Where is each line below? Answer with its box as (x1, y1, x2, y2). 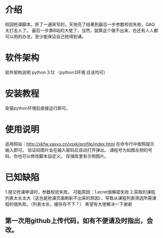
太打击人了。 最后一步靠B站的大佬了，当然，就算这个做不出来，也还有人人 (5, 27, 154, 33)
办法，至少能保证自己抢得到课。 (21, 34, 86, 39)
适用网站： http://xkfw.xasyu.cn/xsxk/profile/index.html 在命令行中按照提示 (5, 141, 155, 147)
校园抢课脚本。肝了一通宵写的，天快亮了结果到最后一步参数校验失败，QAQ (5, 21, 155, 27)
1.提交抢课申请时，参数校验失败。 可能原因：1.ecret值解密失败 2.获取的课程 (5, 189, 156, 195)
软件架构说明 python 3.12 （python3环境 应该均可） (5, 69, 108, 75)
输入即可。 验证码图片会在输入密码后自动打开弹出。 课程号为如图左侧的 (5, 147, 148, 153)
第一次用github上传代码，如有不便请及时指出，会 (5, 217, 153, 225)
